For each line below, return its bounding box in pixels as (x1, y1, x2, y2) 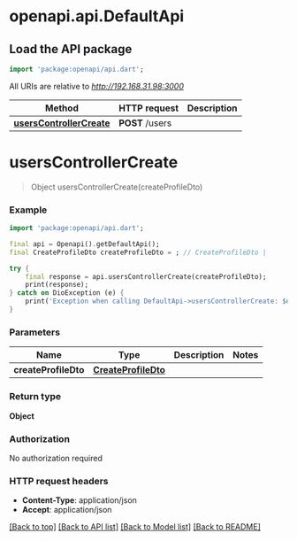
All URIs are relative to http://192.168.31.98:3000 (9, 81, 184, 91)
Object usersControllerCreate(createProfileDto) (30, 182, 203, 192)
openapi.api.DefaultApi (9, 6, 185, 27)
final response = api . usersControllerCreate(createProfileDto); (25, 272, 267, 281)
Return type (9, 390, 62, 403)
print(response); (25, 281, 89, 290)
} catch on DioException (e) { (9, 289, 125, 298)
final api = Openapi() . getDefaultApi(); (9, 239, 161, 249)
